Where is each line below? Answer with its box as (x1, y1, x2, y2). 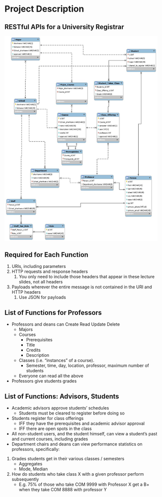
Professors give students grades (11, 378, 77, 384)
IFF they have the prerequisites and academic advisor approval (18, 421, 145, 427)
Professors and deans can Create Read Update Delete (11, 321, 120, 327)
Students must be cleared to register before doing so (18, 410, 125, 416)
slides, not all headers (18, 279, 63, 285)
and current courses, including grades (11, 436, 88, 442)
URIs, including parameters (11, 264, 66, 269)
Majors (18, 327, 33, 332)
